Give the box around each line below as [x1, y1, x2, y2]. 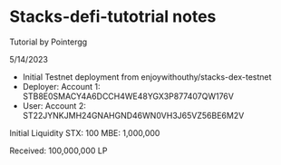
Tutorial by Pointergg [9, 36, 88, 47]
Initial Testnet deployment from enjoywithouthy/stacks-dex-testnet [22, 71, 272, 82]
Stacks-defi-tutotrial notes [9, 6, 217, 27]
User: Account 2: [22, 100, 86, 111]
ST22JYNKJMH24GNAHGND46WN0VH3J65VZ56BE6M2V [22, 110, 245, 121]
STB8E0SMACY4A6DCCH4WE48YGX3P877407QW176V [22, 91, 234, 102]
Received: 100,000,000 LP [9, 145, 108, 156]
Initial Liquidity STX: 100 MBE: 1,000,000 [9, 127, 160, 138]
